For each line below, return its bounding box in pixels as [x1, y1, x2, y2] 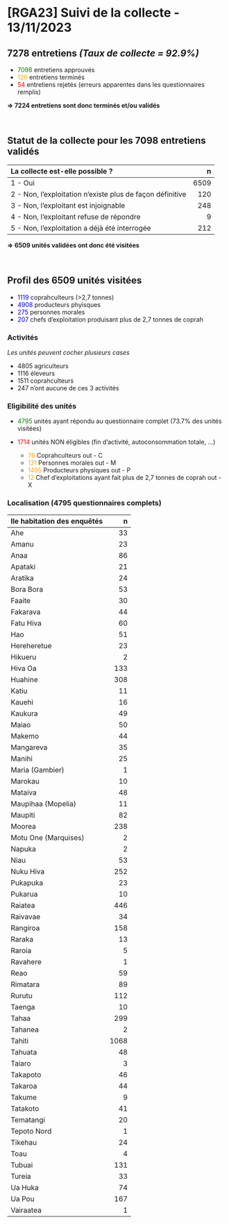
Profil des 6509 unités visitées [7, 274, 142, 286]
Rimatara [10, 979, 40, 989]
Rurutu [10, 991, 33, 1000]
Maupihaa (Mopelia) [10, 799, 76, 809]
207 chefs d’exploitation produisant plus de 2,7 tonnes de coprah [17, 315, 203, 324]
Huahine [10, 675, 38, 684]
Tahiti [10, 1036, 29, 1045]
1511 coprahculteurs [17, 377, 74, 385]
